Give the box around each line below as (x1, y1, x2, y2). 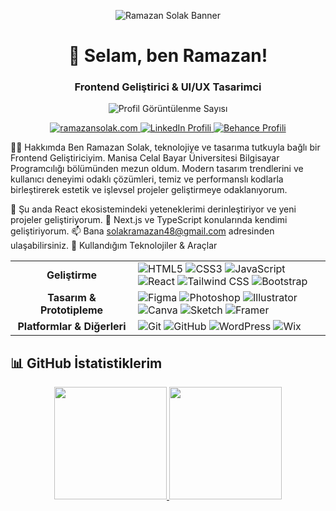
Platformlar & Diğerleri (17, 320, 127, 334)
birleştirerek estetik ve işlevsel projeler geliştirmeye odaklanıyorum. (10, 184, 288, 196)
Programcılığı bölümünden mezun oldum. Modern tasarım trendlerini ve (10, 163, 304, 175)
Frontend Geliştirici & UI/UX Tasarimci (74, 80, 262, 94)
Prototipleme (39, 303, 104, 317)
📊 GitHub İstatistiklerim (10, 355, 163, 372)
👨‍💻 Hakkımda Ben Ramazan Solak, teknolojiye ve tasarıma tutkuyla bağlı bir (10, 141, 321, 154)
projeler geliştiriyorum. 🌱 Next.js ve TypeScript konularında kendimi (10, 214, 288, 226)
